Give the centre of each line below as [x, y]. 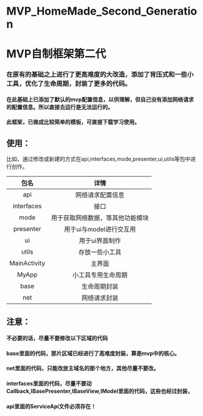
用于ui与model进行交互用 [100, 229]
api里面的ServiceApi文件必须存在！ [51, 406]
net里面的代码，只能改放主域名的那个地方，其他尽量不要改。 [83, 368]
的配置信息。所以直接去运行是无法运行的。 [60, 107]
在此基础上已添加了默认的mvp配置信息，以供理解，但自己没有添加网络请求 [100, 99]
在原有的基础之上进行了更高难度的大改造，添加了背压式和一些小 [100, 74]
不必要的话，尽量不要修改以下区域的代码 [57, 338]
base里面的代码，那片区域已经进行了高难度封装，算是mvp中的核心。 [93, 353]
